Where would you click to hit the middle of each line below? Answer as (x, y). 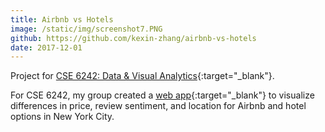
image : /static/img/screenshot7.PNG (86, 29)
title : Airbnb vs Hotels (62, 19)
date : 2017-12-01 (46, 47)
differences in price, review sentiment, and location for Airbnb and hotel (158, 106)
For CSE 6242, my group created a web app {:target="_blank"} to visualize (162, 95)
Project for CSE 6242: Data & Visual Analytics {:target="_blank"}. (142, 76)
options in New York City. (62, 117)
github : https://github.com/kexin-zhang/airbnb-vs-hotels (133, 38)
